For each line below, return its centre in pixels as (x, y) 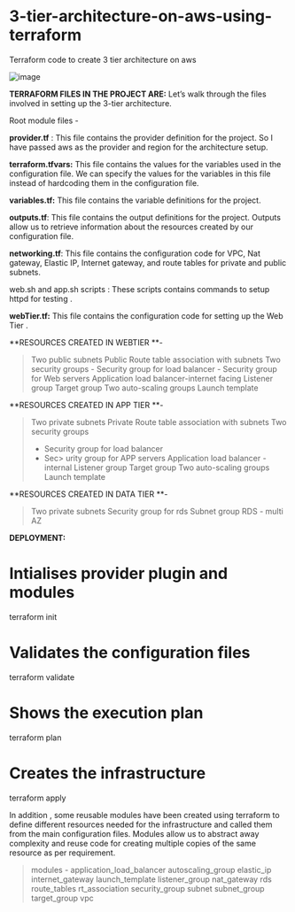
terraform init (33, 616)
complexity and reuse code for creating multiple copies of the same (133, 843)
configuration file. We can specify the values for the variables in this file (140, 174)
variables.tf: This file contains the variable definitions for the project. (135, 200)
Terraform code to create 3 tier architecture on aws (103, 59)
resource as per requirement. (62, 853)
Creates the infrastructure (108, 773)
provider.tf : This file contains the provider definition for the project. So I (141, 137)
